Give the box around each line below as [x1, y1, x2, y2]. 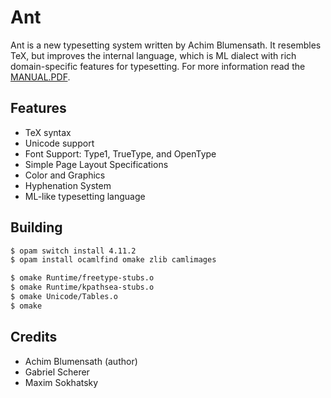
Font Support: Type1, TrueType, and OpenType [24, 147, 217, 160]
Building [10, 219, 63, 236]
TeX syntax [24, 126, 72, 138]
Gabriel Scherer [24, 366, 90, 378]
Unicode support [24, 137, 95, 149]
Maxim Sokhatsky [24, 376, 99, 388]
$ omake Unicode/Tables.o [10, 292, 118, 302]
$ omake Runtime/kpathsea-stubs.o [10, 282, 155, 293]
